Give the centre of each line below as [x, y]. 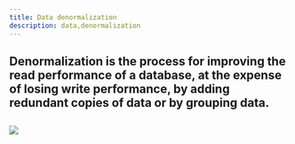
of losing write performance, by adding [120, 89]
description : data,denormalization [75, 26]
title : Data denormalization [63, 17]
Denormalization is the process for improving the [147, 61]
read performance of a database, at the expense [146, 75]
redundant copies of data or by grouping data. [139, 102]
